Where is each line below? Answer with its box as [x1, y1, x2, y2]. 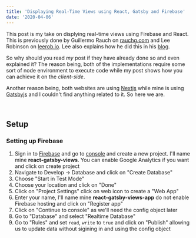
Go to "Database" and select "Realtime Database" [14, 213, 136, 220]
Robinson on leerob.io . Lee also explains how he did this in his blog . [6, 42, 170, 50]
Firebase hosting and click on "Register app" [14, 200, 124, 207]
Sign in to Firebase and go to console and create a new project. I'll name [14, 150, 190, 157]
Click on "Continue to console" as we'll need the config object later [14, 207, 178, 214]
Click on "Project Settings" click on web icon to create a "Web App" [14, 188, 179, 195]
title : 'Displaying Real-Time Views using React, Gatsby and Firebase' [6, 8, 185, 15]
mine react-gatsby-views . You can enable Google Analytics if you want [14, 157, 190, 164]
